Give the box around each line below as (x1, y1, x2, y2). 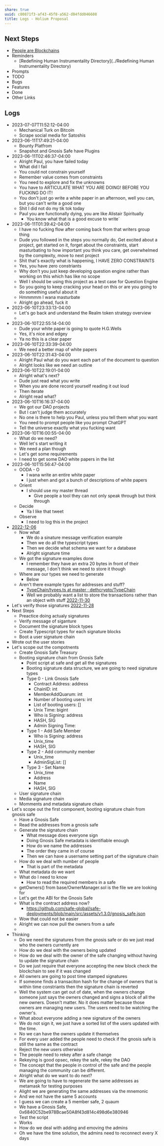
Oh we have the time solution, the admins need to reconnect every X (19, 1130, 158, 1136)
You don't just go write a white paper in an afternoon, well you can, (19, 195, 155, 201)
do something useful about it (19, 289, 77, 295)
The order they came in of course (26, 848, 94, 853)
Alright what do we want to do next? (19, 1073, 92, 1078)
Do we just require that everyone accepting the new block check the (19, 963, 158, 969)
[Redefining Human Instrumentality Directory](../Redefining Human (19, 58, 154, 64)
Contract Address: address (33, 681, 89, 686)
